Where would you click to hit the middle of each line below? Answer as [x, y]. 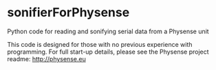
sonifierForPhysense [68, 13]
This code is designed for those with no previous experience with [100, 44]
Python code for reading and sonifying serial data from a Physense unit [108, 31]
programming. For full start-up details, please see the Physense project [108, 52]
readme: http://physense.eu [46, 58]
